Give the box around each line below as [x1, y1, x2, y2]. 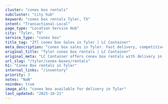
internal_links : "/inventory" [5, 68, 68, 73]
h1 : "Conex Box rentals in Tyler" [5, 63, 77, 68]
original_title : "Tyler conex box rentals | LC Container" [5, 49, 131, 54]
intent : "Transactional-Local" [5, 21, 70, 26]
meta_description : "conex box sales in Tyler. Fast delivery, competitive [5, 44, 164, 49]
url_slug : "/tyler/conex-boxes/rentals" [5, 58, 91, 63]
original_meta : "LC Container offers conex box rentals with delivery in [5, 53, 162, 59]
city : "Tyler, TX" [5, 30, 43, 35]
